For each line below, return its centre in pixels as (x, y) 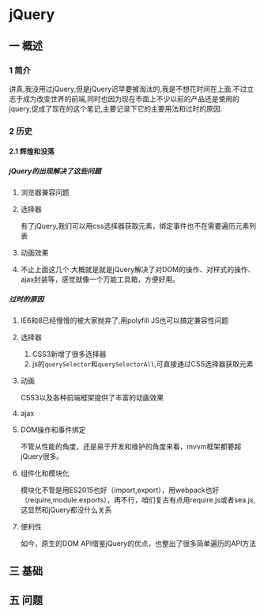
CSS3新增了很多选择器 (69, 354)
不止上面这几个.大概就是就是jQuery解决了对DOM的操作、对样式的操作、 (138, 270)
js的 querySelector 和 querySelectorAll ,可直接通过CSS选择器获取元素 (143, 364)
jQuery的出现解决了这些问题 (55, 171)
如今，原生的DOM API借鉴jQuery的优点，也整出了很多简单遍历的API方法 (138, 544)
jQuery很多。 (42, 457)
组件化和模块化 (45, 473)
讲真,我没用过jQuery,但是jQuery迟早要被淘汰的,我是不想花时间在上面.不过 (128, 89)
